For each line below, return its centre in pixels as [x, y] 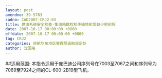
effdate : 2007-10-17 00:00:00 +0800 [44, 34]
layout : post [19, 10]
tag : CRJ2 [16, 39]
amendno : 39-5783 [24, 15]
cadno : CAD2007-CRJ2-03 [31, 19]
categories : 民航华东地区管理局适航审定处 [46, 44]
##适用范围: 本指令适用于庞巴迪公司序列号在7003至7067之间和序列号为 [81, 63]
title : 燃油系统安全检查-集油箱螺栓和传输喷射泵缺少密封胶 [60, 24]
